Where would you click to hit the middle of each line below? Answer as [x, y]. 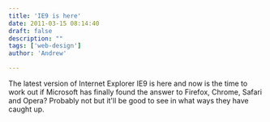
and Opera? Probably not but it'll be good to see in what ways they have [129, 101]
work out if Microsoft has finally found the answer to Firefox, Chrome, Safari [135, 92]
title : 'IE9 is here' [45, 16]
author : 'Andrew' [38, 53]
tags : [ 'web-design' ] [45, 46]
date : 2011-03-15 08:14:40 [54, 23]
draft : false [30, 31]
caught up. [26, 109]
